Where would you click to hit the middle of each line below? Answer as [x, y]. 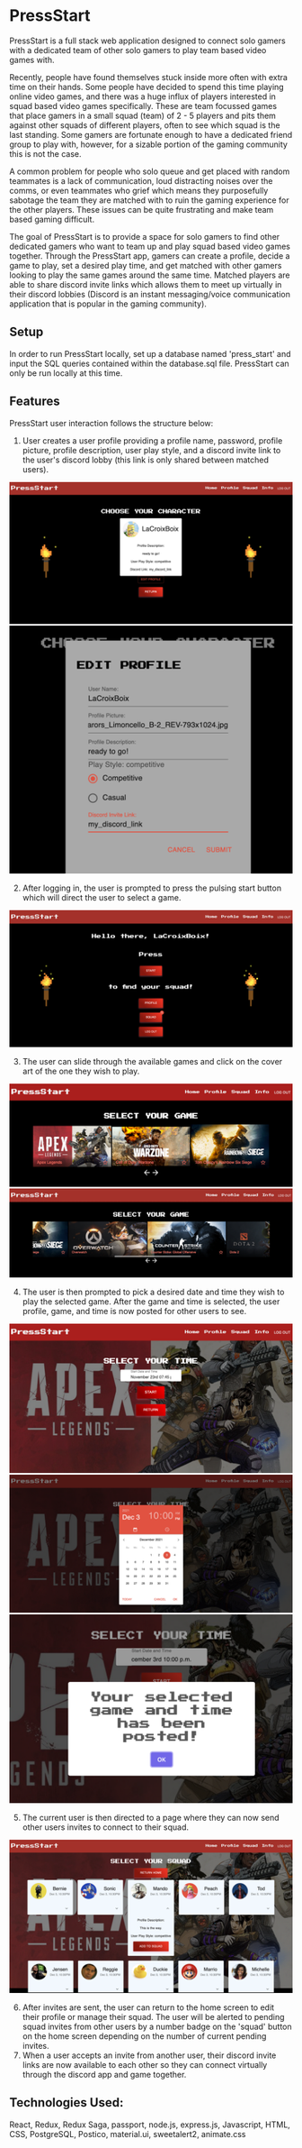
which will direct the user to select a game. [102, 897]
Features [35, 402]
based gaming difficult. [52, 219]
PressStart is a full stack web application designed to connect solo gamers [147, 41]
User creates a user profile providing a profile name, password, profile [152, 440]
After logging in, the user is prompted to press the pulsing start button [151, 888]
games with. [32, 59]
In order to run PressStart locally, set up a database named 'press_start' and [150, 353]
